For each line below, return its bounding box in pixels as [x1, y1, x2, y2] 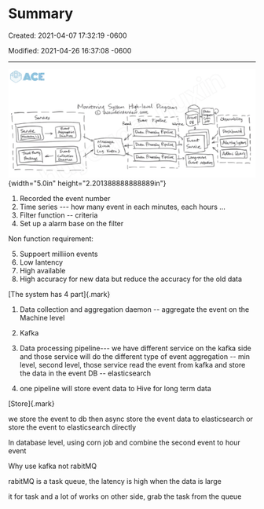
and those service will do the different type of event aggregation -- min [19, 352, 250, 361]
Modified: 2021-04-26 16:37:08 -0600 [8, 46, 132, 55]
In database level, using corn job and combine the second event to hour [8, 438, 241, 448]
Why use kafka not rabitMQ [8, 461, 97, 471]
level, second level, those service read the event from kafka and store [19, 361, 246, 370]
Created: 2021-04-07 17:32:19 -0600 [8, 31, 127, 40]
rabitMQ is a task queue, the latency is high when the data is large [8, 477, 222, 486]
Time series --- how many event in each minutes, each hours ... [19, 202, 226, 212]
